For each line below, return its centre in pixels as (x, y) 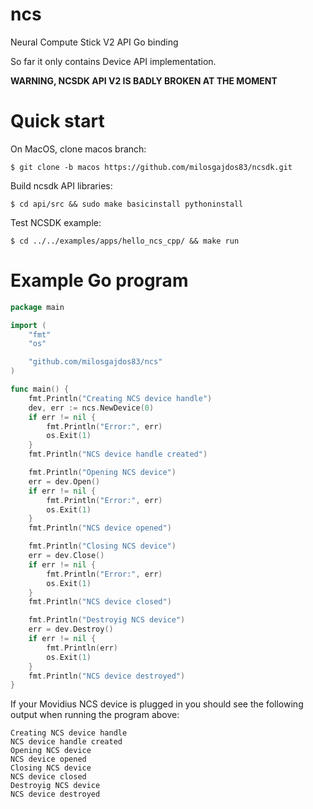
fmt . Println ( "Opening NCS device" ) (102, 473)
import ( (28, 325)
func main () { (40, 389)
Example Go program (99, 280)
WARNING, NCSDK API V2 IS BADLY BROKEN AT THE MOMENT (144, 80)
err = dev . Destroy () (71, 629)
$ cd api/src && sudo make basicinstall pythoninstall (127, 204)
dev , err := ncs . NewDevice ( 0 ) (91, 408)
